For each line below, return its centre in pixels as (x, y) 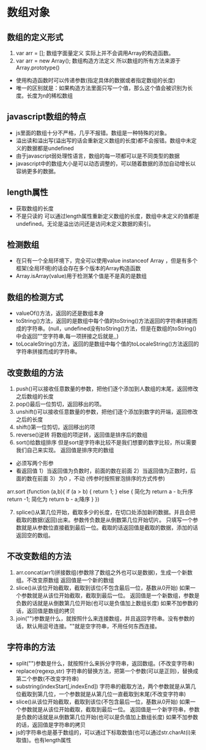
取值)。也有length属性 (44, 740)
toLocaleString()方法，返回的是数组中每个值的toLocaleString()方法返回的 (107, 344)
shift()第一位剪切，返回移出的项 (55, 427)
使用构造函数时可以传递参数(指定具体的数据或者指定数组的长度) (96, 80)
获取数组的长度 (35, 208)
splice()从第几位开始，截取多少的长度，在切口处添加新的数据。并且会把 (105, 512)
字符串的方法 (31, 647)
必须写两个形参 (35, 463)
